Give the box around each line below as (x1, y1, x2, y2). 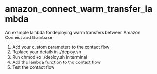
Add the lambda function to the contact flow (12, 59, 101, 65)
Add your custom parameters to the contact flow (12, 44, 110, 49)
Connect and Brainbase (5, 35, 52, 40)
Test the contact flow (12, 64, 55, 70)
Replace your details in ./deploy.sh (12, 49, 81, 55)
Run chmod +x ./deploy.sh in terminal (12, 54, 87, 60)
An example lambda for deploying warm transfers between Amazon (5, 29, 140, 35)
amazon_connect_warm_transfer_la (5, 3, 153, 14)
